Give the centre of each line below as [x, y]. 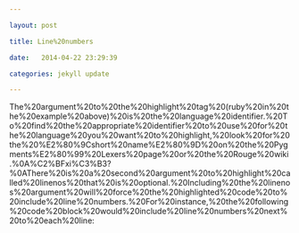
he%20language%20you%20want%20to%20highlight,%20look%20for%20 [149, 136]
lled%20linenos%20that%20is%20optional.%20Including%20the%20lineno [150, 183]
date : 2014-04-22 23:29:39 [63, 58]
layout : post [33, 25]
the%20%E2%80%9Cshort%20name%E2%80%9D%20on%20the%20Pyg [149, 145]
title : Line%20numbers [51, 41]
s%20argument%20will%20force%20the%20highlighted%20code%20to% [149, 192]
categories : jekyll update [59, 74]
